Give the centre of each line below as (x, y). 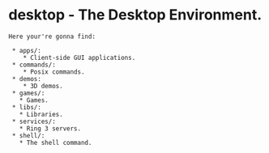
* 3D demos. (43, 86)
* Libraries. (41, 114)
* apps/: (27, 50)
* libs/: (27, 107)
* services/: (34, 121)
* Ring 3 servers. (50, 128)
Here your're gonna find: (52, 36)
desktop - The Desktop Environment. (135, 15)
